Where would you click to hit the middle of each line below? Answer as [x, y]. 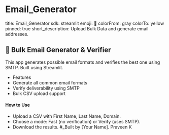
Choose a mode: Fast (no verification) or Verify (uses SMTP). [76, 121]
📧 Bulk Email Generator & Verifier [58, 50]
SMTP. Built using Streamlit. [34, 67]
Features [22, 77]
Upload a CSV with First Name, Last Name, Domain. [66, 116]
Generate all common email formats [50, 82]
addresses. [17, 34]
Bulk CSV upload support [39, 93]
